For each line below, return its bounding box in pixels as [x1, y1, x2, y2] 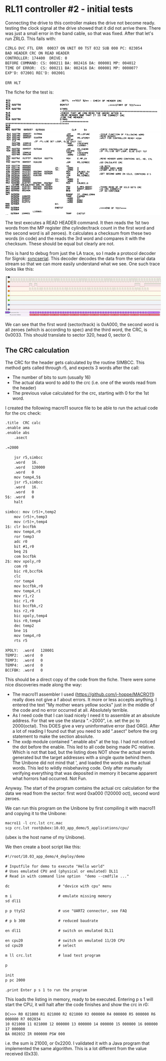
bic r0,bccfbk [14, 569, 43, 574]
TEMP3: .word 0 [5, 658, 43, 663]
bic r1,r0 [14, 598, 35, 603]
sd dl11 [5, 898, 21, 904]
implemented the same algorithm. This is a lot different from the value [5, 1045, 147, 1051]
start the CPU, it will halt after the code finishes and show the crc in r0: [5, 1001, 149, 1008]
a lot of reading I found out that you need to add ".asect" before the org [12, 728, 158, 734]
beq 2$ [14, 549, 28, 554]
